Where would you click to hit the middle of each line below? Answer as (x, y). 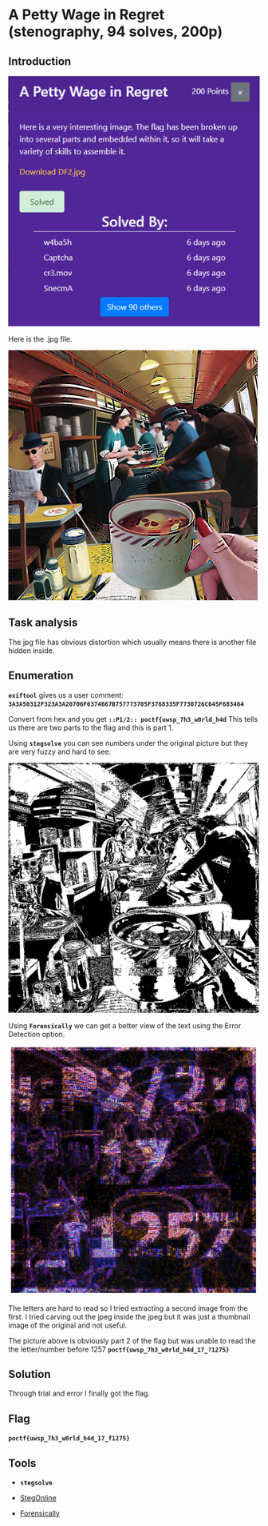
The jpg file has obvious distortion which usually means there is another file (132, 642)
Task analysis (43, 623)
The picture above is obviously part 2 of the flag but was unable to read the (132, 1340)
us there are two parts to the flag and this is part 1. (91, 727)
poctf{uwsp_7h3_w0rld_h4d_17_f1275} (69, 1439)
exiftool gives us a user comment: (66, 695)
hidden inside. (32, 651)
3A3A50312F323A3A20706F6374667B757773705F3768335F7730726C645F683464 (126, 704)
